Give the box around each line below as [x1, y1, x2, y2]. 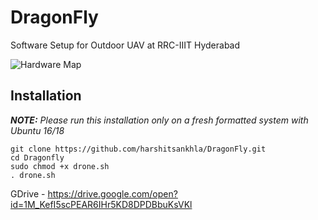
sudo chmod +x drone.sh [10, 161, 110, 171]
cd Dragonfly [10, 152, 65, 163]
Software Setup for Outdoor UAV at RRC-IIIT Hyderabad [10, 39, 241, 51]
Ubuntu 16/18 [10, 124, 65, 136]
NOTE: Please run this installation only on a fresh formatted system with [10, 114, 309, 126]
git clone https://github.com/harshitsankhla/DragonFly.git [10, 144, 267, 154]
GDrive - [10, 187, 46, 200]
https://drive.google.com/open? [47, 187, 178, 200]
